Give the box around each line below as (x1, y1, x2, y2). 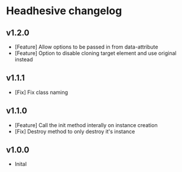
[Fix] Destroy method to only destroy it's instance (14, 128, 135, 135)
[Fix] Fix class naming (14, 89, 69, 96)
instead (14, 56, 34, 63)
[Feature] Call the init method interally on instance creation (14, 121, 158, 128)
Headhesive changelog (6, 4, 122, 18)
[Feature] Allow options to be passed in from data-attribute (14, 43, 158, 50)
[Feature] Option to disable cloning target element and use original (14, 50, 177, 57)
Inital (14, 161, 27, 168)
